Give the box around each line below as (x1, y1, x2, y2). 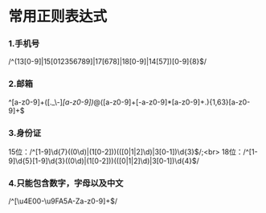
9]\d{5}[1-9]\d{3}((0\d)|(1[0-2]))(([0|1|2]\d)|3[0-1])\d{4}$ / (8, 156, 199, 166)
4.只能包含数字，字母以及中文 (8, 178, 124, 189)
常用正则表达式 (8, 7, 108, 26)
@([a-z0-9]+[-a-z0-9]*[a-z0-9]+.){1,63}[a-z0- (93, 97, 251, 107)
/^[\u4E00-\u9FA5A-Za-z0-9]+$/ (8, 196, 118, 206)
